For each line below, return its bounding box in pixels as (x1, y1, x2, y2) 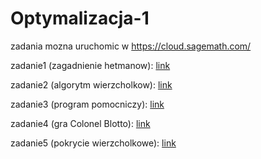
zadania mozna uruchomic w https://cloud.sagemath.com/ (10, 40, 252, 52)
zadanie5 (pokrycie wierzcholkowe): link (10, 137, 177, 149)
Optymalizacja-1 (10, 7, 150, 30)
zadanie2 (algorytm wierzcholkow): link (10, 78, 173, 91)
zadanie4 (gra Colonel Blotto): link (10, 117, 151, 129)
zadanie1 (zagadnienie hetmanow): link (10, 59, 171, 71)
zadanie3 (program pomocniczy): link (10, 98, 165, 110)
